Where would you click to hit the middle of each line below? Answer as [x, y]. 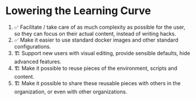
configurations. [32, 46]
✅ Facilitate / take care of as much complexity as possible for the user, [100, 27]
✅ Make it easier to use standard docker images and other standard [96, 40]
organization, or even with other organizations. [71, 92]
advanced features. [38, 61]
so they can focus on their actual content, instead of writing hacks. [95, 33]
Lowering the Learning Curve [78, 11]
